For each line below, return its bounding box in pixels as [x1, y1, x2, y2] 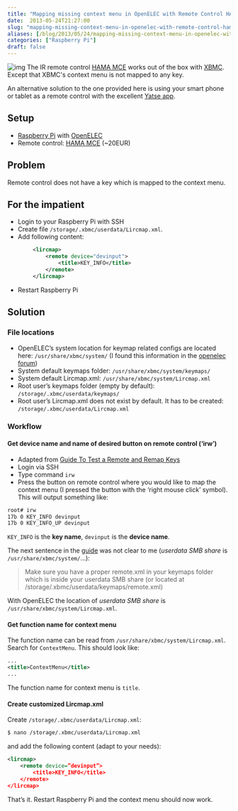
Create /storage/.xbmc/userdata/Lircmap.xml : [7, 715, 142, 724]
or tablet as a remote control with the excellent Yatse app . [7, 92, 176, 100]
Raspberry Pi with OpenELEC [17, 131, 103, 139]
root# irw [7, 506, 37, 513]
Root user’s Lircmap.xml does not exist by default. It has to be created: [17, 396, 224, 405]
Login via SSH [17, 462, 59, 471]
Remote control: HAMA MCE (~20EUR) [17, 138, 131, 147]
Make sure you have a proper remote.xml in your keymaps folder [24, 567, 214, 576]
